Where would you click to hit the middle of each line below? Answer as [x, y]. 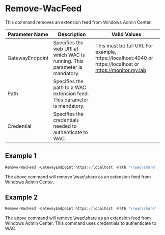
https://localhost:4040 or [124, 58]
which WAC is [69, 55]
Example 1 [21, 156]
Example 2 [21, 197]
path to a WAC [70, 88]
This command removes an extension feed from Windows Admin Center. [79, 22]
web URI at [66, 49]
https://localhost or [117, 64]
